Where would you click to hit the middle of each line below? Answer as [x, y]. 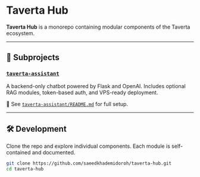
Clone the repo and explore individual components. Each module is [88, 146]
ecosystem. [21, 33]
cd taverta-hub [25, 169]
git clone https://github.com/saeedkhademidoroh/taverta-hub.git [89, 164]
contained [18, 153]
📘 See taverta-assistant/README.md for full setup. [67, 104]
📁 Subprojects [33, 58]
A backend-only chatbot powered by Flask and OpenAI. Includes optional [96, 86]
